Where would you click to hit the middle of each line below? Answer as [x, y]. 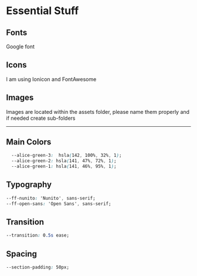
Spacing [21, 254]
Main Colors [29, 142]
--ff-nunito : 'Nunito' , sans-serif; [51, 198]
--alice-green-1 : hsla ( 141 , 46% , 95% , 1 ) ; [64, 166]
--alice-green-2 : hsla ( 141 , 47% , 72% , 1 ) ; [64, 161]
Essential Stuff [43, 11]
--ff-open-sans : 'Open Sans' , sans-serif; [59, 204]
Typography [29, 185]
